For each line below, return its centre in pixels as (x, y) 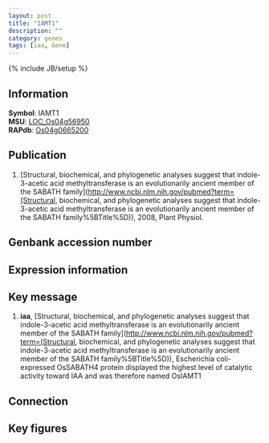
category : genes (35, 38)
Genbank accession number (80, 243)
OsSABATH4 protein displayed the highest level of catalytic (155, 368)
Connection (38, 401)
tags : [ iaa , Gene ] (39, 46)
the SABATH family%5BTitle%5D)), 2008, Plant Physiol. (112, 217)
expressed (37, 368)
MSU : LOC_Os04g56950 (49, 121)
